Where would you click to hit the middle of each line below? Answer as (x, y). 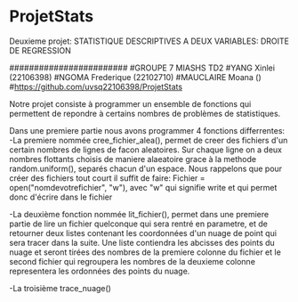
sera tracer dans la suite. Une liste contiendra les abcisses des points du (142, 242)
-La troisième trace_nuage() (60, 288)
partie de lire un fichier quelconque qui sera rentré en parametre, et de (139, 224)
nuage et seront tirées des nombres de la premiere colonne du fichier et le (145, 252)
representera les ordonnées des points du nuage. (100, 271)
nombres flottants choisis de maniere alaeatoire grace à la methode (133, 159)
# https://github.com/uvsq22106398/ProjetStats (96, 86)
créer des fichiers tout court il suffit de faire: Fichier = (108, 178)
